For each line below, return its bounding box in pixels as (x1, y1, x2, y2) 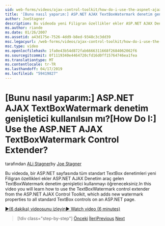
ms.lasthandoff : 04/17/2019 (5, 67, 63, 72)
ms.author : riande (5, 26, 43, 30)
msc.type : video (5, 44, 38, 49)
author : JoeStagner (5, 16, 45, 21)
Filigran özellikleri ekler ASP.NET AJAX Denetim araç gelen (5, 175, 124, 181)
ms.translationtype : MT (5, 57, 54, 62)
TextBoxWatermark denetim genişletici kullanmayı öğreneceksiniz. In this (5, 180, 151, 187)
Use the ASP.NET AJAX (5, 124, 103, 135)
